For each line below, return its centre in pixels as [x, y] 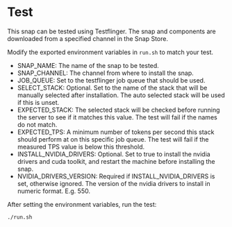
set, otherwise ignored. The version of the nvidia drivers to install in [114, 183]
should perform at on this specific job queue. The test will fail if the [113, 139]
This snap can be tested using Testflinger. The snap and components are [112, 31]
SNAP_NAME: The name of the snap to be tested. [88, 65]
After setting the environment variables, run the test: [82, 204]
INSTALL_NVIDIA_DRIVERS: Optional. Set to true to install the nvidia [114, 154]
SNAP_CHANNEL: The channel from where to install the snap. [106, 73]
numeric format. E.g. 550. [53, 191]
